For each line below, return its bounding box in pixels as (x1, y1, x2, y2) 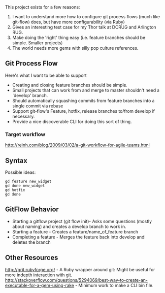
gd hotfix (5, 187, 26, 193)
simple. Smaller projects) (12, 40, 63, 46)
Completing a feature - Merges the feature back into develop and (12, 234, 145, 240)
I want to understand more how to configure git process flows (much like (12, 14, 160, 19)
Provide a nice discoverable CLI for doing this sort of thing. (12, 118, 132, 125)
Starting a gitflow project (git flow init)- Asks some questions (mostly (12, 218, 152, 224)
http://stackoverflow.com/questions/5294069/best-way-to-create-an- (5, 277, 148, 283)
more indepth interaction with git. (5, 272, 72, 278)
